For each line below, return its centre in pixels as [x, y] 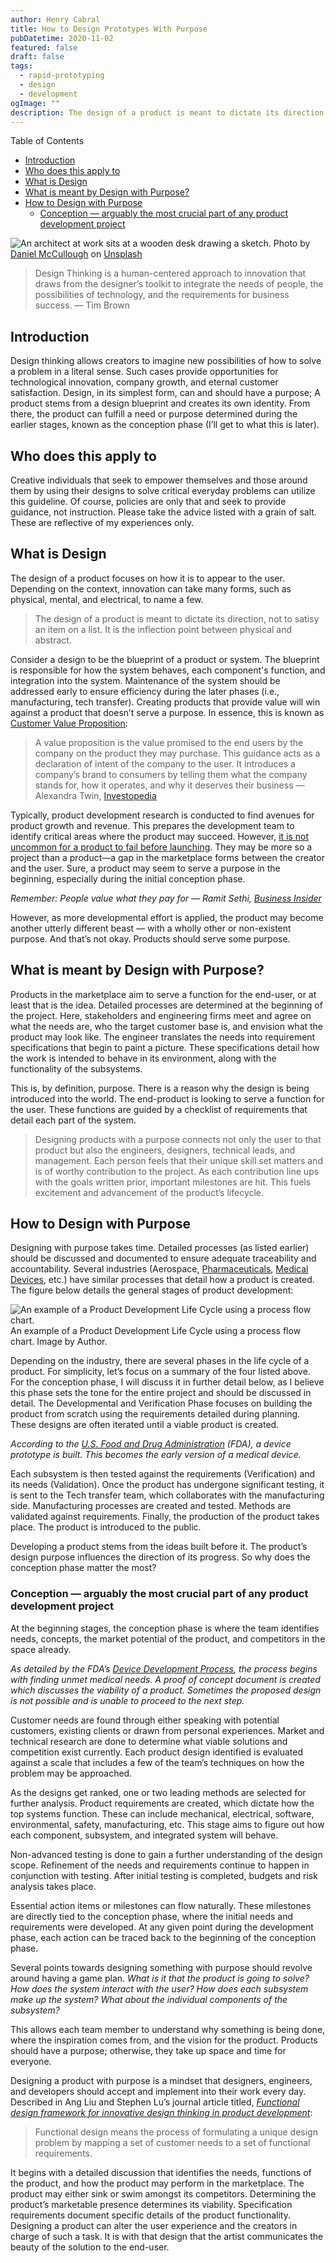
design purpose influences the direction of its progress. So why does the [160, 1557]
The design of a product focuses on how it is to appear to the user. [147, 578]
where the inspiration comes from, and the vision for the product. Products [164, 2040]
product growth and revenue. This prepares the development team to [152, 825]
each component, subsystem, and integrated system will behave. [144, 1835]
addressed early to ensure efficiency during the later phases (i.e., [145, 691]
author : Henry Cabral [55, 19]
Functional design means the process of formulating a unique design [176, 2132]
